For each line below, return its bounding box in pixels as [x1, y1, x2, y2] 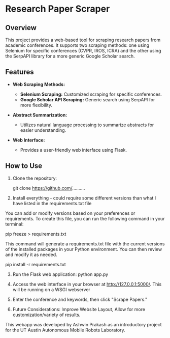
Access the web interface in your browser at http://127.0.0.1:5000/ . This [12, 281, 162, 287]
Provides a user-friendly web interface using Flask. [20, 147, 127, 153]
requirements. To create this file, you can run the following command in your [5, 215, 165, 221]
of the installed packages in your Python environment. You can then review [5, 246, 162, 252]
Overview [5, 23, 37, 32]
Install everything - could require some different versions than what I [12, 194, 156, 201]
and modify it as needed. [5, 251, 57, 258]
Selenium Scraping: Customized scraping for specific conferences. [20, 91, 162, 97]
